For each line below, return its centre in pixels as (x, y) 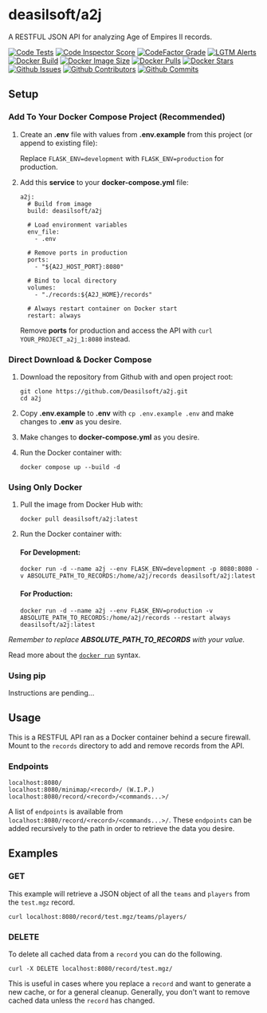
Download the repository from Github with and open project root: (126, 376)
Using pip (27, 676)
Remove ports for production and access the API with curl (116, 330)
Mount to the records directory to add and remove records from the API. (126, 745)
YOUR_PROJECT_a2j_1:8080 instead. (75, 339)
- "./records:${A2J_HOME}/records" (94, 294)
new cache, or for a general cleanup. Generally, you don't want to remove (129, 992)
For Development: (50, 552)
